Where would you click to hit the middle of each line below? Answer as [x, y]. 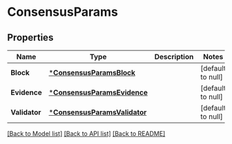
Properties [30, 38]
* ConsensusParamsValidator [98, 112]
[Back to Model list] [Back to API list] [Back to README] [86, 134]
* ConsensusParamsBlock [92, 73]
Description [174, 57]
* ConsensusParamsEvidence [98, 92]
